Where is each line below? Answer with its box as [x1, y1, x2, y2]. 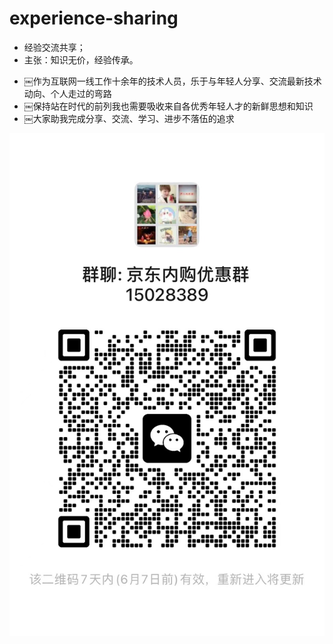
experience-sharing [9, 7, 179, 30]
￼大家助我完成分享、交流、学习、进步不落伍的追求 [23, 112, 235, 124]
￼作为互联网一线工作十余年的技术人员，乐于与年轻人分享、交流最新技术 [23, 75, 322, 87]
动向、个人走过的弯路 [23, 87, 112, 99]
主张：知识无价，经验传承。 [23, 53, 139, 66]
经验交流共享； [23, 41, 86, 53]
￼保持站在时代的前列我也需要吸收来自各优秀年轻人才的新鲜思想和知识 [23, 100, 314, 112]
